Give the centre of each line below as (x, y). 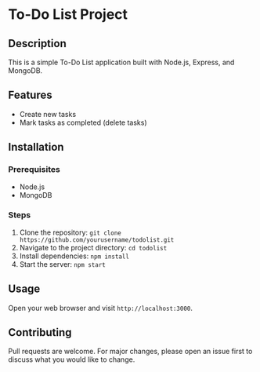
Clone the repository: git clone (70, 232)
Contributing (40, 332)
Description (37, 44)
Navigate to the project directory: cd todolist (93, 247)
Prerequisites (34, 170)
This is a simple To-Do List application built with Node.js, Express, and (121, 62)
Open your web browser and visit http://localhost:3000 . (101, 308)
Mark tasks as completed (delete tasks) (83, 122)
